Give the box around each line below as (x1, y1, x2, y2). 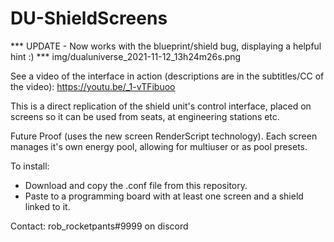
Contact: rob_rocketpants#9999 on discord (10, 220, 189, 232)
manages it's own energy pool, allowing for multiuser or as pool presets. (10, 140, 308, 152)
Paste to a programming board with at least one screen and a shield (24, 190, 304, 202)
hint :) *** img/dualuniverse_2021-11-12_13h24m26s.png (10, 50, 242, 62)
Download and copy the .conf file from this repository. (24, 179, 248, 191)
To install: (10, 160, 50, 172)
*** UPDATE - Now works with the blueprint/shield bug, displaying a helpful (10, 40, 322, 52)
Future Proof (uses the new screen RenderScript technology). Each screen (10, 130, 318, 142)
